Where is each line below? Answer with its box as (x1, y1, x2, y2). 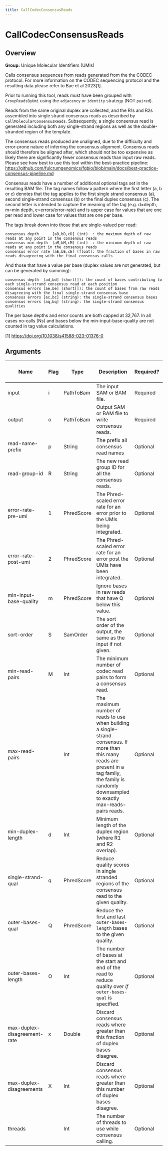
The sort (96, 615, 116, 622)
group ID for (96, 464, 125, 471)
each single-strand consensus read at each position (5, 281, 117, 286)
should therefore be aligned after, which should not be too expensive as (5, 149, 153, 155)
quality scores (96, 861, 130, 868)
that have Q (96, 595, 123, 602)
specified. (96, 1001, 120, 1008)
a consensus (96, 680, 126, 687)
